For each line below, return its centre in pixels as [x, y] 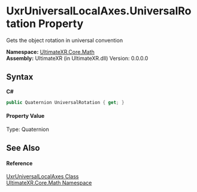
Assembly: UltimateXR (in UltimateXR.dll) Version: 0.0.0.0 [77, 58]
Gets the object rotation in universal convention [65, 40]
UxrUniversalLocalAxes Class [43, 176]
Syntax [20, 77]
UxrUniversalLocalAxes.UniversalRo [99, 11]
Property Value [25, 116]
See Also [23, 148]
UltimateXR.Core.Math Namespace [49, 183]
